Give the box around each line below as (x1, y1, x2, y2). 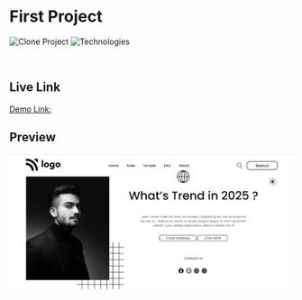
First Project (9, 6, 104, 27)
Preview (9, 130, 57, 145)
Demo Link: (9, 104, 52, 114)
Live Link (9, 79, 61, 95)
